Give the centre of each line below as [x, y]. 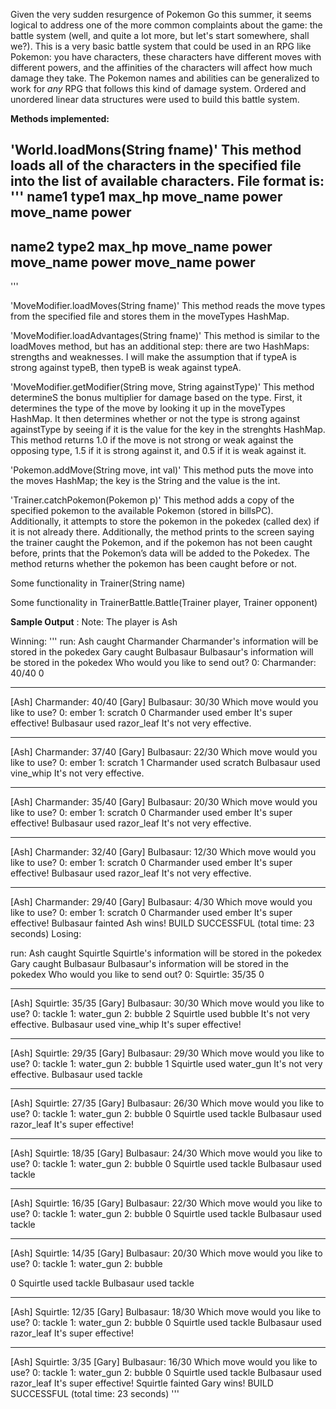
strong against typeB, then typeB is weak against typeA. [126, 368]
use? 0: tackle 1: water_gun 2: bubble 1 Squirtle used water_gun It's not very [166, 1064]
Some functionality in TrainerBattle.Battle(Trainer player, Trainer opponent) [164, 603]
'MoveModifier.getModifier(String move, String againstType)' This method [162, 387]
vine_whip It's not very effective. [77, 773]
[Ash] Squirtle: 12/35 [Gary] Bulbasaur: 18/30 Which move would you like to [166, 1312]
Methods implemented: [60, 118]
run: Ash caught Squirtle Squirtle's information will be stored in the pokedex [166, 953]
